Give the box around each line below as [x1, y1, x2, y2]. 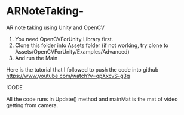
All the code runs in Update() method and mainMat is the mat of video [6, 95, 178, 102]
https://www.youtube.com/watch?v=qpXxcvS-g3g [6, 72, 130, 79]
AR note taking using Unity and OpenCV [6, 24, 105, 31]
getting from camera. [6, 101, 59, 108]
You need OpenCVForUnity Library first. [14, 35, 114, 42]
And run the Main [14, 54, 58, 61]
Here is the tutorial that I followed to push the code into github [6, 66, 159, 73]
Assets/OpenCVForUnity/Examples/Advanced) [14, 48, 130, 55]
